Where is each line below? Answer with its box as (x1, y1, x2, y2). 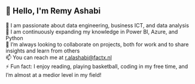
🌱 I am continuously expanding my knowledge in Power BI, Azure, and (5, 28, 178, 35)
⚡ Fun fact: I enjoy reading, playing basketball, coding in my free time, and (5, 63, 188, 70)
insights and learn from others (5, 47, 80, 54)
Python (5, 34, 23, 42)
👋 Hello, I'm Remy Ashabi (5, 6, 101, 16)
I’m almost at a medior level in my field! (5, 71, 102, 78)
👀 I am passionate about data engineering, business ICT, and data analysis (5, 21, 190, 29)
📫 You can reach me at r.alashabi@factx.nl (5, 54, 112, 61)
